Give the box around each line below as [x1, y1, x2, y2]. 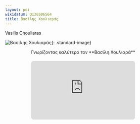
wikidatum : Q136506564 [5, 12, 52, 17]
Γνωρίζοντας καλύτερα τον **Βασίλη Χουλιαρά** [31, 49, 136, 55]
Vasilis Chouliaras [5, 30, 42, 36]
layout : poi [5, 7, 30, 12]
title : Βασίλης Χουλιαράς [5, 16, 58, 21]
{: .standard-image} [51, 40, 92, 46]
